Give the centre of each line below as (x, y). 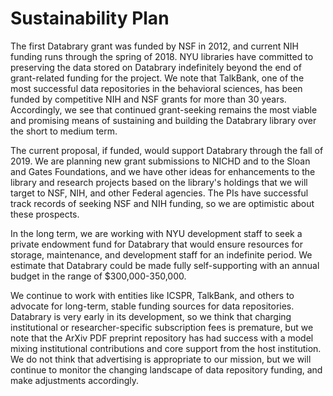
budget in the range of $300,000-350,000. (98, 276)
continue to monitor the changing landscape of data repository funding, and (166, 369)
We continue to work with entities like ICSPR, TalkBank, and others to (152, 295)
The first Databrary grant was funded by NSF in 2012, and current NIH (154, 46)
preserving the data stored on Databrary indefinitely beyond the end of (156, 67)
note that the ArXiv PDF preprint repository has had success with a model (162, 338)
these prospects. (45, 214)
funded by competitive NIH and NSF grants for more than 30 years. (148, 99)
